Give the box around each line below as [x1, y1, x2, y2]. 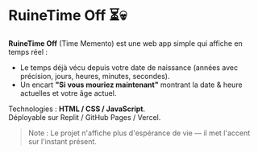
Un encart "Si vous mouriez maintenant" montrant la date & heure [19, 80, 243, 89]
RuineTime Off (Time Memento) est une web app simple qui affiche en [8, 38, 243, 48]
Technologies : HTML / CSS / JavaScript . [8, 104, 146, 114]
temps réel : [8, 47, 48, 56]
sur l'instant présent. [27, 136, 97, 146]
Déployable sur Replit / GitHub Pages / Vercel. [8, 112, 161, 122]
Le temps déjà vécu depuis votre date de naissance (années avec [19, 62, 239, 72]
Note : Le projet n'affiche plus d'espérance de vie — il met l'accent [27, 128, 251, 138]
